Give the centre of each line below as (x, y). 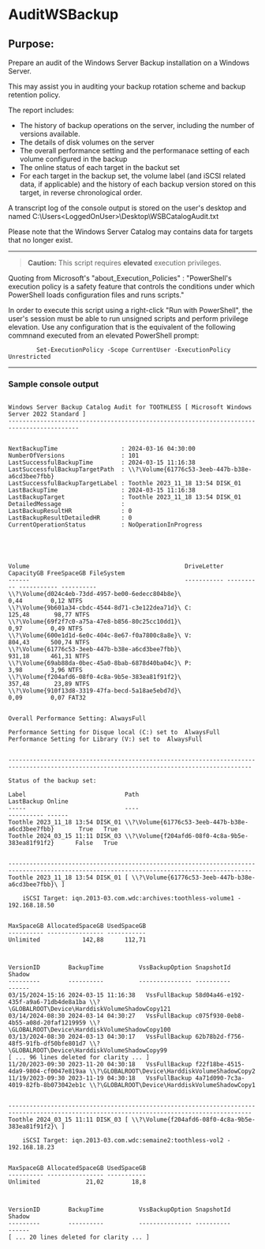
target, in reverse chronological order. (81, 192)
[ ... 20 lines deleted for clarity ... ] (79, 1238)
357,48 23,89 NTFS (49, 684)
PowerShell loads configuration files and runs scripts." (96, 295)
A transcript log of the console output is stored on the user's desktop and (127, 208)
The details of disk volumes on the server (87, 142)
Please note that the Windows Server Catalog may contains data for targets (131, 232)
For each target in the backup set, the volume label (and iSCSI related (132, 176)
